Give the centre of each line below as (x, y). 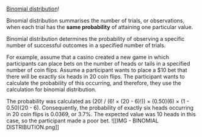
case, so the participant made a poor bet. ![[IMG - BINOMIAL (82, 121)
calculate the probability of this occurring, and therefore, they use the (94, 83)
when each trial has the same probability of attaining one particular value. (100, 27)
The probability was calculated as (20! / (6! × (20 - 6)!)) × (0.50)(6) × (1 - (98, 101)
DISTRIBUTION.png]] (33, 127)
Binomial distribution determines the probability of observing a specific (96, 39)
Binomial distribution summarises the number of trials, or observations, (96, 20)
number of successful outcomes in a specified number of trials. (86, 45)
